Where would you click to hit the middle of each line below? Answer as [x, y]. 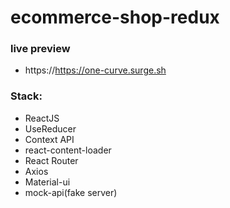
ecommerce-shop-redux [115, 17]
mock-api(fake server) [71, 192]
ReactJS [42, 118]
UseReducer [50, 128]
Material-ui [47, 182]
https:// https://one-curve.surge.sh [95, 70]
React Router [51, 160]
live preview [40, 49]
